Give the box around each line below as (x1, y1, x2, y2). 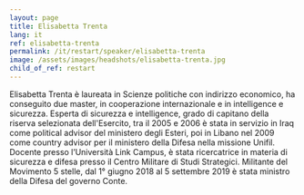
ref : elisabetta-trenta (9, 38, 100, 48)
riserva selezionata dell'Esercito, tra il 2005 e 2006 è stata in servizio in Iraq (9, 117, 294, 128)
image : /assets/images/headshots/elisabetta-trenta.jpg (9, 55, 226, 64)
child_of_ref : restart (9, 64, 96, 73)
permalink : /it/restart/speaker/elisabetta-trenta (9, 47, 206, 56)
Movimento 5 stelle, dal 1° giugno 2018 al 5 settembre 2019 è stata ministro (9, 165, 290, 177)
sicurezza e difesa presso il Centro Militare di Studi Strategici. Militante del (9, 156, 289, 167)
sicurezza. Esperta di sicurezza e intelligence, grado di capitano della (9, 108, 269, 119)
